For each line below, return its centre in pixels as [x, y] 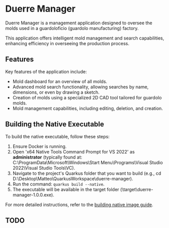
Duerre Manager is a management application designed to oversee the [79, 23]
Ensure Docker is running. [39, 146]
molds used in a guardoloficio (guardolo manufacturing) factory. [72, 28]
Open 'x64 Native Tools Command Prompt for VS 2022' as [74, 151]
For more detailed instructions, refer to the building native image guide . [79, 204]
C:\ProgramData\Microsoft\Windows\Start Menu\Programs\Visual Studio [88, 162]
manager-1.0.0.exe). [33, 195]
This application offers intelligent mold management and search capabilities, [85, 38]
